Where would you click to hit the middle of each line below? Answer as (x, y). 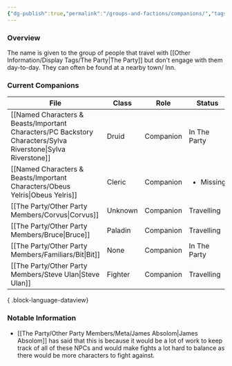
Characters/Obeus (41, 186)
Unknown (122, 211)
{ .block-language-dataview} (48, 300)
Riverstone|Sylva (38, 149)
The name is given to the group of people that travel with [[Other (99, 52)
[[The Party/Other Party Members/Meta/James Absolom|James (107, 333)
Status (207, 103)
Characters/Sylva (39, 141)
